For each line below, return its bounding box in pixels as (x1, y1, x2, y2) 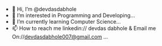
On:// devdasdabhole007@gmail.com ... (11, 33, 108, 40)
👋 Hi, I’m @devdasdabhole (11, 6, 77, 12)
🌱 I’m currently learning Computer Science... (11, 18, 121, 25)
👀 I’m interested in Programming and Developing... (11, 12, 135, 19)
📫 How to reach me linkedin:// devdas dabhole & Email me (11, 25, 156, 32)
